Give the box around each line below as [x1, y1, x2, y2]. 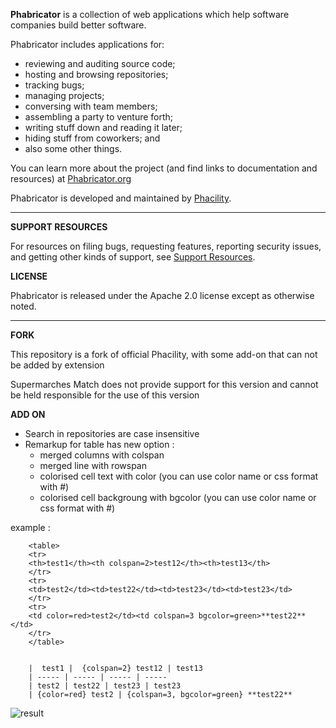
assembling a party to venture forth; [24, 111, 174, 123]
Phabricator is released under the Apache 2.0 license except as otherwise [10, 290, 315, 301]
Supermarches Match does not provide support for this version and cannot [10, 379, 319, 390]
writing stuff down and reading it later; [24, 122, 183, 133]
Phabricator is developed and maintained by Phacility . [10, 192, 232, 204]
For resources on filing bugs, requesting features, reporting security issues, [10, 240, 322, 252]
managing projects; [24, 90, 105, 101]
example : [10, 522, 51, 533]
